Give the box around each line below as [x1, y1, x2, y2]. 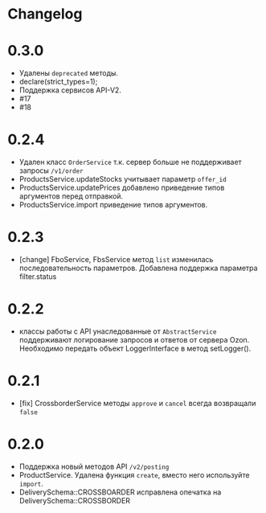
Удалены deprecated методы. [18, 68, 118, 78]
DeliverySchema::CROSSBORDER [18, 495, 130, 505]
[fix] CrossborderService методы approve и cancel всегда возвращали [18, 398, 256, 408]
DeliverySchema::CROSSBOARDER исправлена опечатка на [18, 487, 222, 497]
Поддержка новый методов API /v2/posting [18, 462, 170, 471]
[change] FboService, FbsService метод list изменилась [18, 255, 214, 264]
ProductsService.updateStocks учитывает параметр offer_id [18, 174, 227, 184]
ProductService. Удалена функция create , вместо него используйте [18, 470, 250, 479]
